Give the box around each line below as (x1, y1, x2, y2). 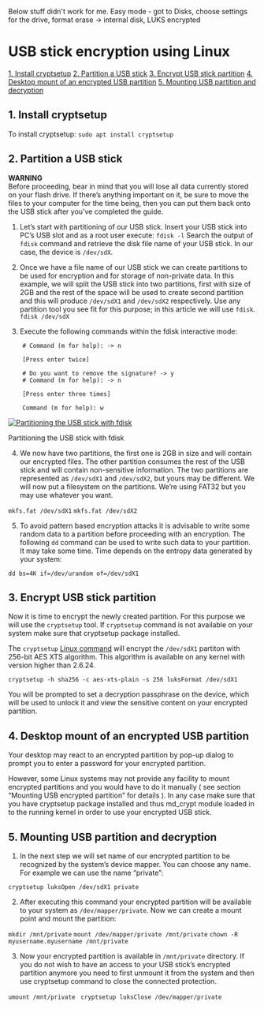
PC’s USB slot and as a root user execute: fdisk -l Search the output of (19, 230, 254, 240)
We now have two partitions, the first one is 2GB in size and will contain (19, 448, 252, 458)
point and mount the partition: (19, 914, 117, 923)
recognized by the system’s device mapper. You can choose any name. (19, 860, 251, 869)
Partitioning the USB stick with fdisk (8, 433, 125, 443)
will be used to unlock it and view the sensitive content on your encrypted (8, 698, 248, 708)
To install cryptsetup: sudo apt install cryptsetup (8, 129, 174, 139)
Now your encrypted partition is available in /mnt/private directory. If (19, 951, 245, 961)
